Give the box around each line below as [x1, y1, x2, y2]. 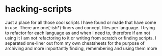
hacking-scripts [5, 3, 72, 15]
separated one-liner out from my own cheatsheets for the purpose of [5, 40, 145, 46]
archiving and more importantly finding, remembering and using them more [5, 45, 158, 51]
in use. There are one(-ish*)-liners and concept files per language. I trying [5, 24, 155, 30]
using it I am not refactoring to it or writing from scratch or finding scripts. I [5, 35, 156, 41]
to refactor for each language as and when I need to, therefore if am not [5, 30, 151, 36]
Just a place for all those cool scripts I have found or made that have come [5, 19, 156, 25]
